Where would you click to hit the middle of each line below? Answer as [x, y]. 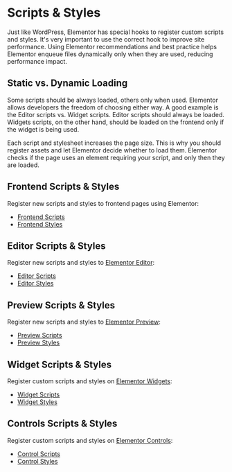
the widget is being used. [43, 129]
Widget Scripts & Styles [60, 364]
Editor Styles [35, 283]
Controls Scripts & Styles [62, 424]
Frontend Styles [40, 224]
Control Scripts [39, 454]
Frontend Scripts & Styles [63, 187]
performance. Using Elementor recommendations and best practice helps [112, 46]
